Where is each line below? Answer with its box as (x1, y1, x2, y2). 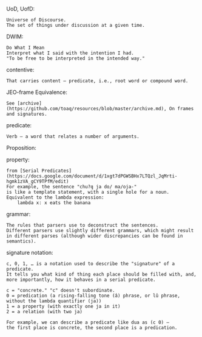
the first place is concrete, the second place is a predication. (6, 325, 178, 331)
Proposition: (6, 144, 36, 151)
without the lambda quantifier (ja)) (6, 298, 102, 304)
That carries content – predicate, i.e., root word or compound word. (6, 78, 189, 84)
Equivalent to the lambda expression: (6, 194, 104, 200)
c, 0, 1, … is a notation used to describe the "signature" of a (6, 261, 175, 267)
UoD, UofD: (6, 5, 35, 12)
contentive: (6, 66, 35, 73)
